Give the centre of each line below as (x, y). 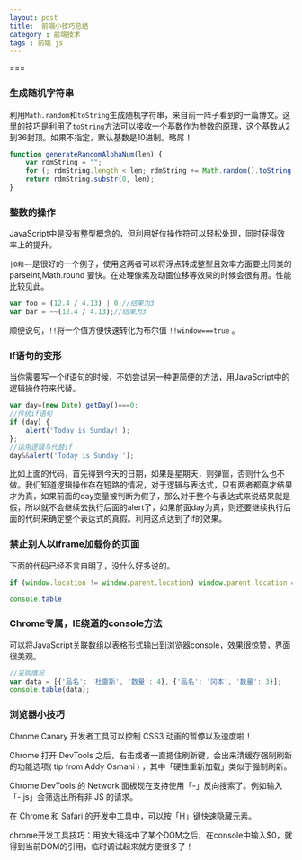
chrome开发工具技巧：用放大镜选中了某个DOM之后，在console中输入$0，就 (151, 835)
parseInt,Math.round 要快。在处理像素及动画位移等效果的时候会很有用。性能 (151, 275)
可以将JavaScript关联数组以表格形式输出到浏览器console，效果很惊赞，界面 (150, 645)
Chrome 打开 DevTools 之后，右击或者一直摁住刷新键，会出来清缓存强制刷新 (151, 755)
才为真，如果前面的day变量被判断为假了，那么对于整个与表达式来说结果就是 (150, 497)
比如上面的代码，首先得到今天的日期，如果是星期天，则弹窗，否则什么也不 (147, 474)
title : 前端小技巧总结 (49, 26)
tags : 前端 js (36, 43)
